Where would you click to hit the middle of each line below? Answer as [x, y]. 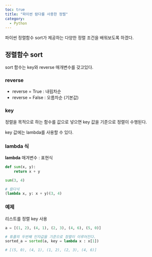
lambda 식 [17, 146]
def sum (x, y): [20, 167]
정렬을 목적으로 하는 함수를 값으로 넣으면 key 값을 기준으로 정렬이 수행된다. [76, 122]
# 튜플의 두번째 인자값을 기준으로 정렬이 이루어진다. [50, 237]
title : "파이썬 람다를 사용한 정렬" [37, 14]
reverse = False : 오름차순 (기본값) [45, 98]
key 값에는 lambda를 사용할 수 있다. [39, 132]
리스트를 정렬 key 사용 [26, 218]
